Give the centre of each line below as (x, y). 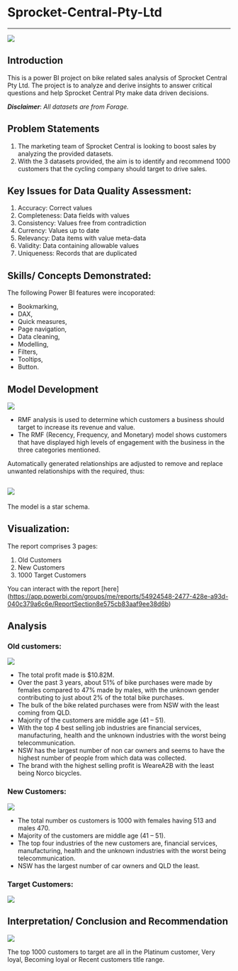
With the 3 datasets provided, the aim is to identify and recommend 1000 (124, 161)
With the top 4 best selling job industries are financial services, (109, 728)
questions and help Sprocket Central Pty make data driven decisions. (108, 92)
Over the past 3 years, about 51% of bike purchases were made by (115, 683)
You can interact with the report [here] (63, 588)
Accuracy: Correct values (55, 208)
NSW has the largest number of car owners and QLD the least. (109, 866)
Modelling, (33, 345)
